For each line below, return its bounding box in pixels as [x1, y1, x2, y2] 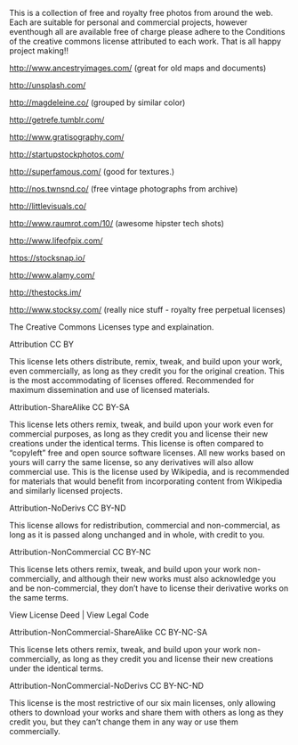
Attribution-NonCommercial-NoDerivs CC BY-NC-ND [9, 681, 205, 691]
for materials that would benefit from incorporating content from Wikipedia [9, 476, 283, 487]
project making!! [9, 45, 69, 56]
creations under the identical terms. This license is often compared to [9, 438, 264, 448]
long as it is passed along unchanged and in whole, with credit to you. [9, 529, 265, 540]
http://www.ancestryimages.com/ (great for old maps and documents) [9, 62, 267, 73]
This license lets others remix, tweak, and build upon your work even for [9, 419, 274, 430]
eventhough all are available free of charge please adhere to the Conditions [9, 27, 286, 37]
